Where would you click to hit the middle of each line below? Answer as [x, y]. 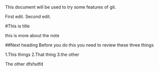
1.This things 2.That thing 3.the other [42, 54]
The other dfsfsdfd [24, 64]
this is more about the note [32, 35]
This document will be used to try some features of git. [61, 7]
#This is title [17, 26]
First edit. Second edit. [28, 16]
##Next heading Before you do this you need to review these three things [79, 45]
